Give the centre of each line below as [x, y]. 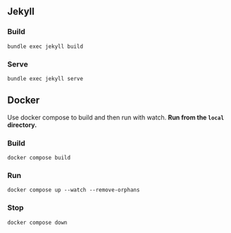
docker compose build [39, 158]
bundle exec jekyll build [45, 46]
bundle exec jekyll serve [45, 78]
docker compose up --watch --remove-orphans [74, 190]
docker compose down [38, 222]
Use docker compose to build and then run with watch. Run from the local [115, 117]
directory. [22, 125]
